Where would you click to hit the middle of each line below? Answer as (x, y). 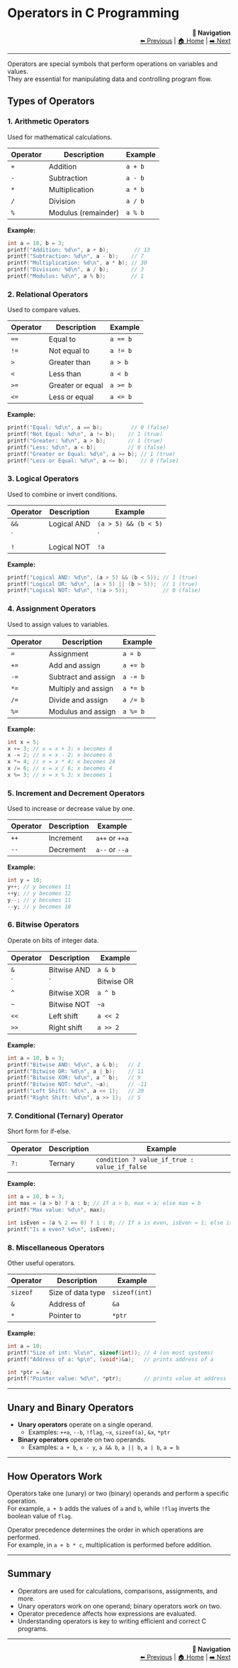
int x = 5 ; (23, 742)
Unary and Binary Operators (71, 1407)
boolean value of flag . (40, 1516)
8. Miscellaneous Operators (56, 1248)
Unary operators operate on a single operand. (85, 1424)
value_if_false (121, 1167)
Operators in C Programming (93, 13)
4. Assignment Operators (52, 609)
